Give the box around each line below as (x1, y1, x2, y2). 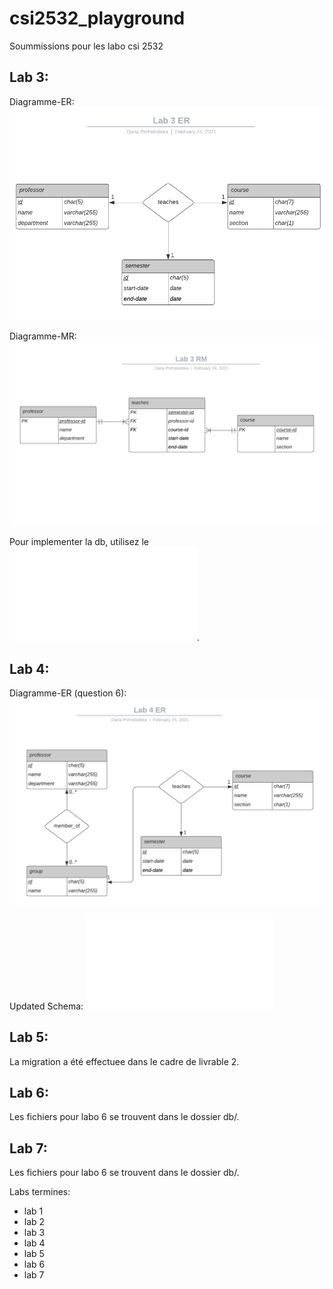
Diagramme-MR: (9, 330, 77, 342)
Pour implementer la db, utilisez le (9, 536, 149, 548)
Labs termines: (9, 1186, 71, 1198)
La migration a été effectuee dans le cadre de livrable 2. (9, 1055, 240, 1067)
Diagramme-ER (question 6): (9, 687, 127, 699)
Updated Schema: (9, 1000, 84, 1012)
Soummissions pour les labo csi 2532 (9, 40, 164, 52)
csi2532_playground (9, 7, 186, 30)
